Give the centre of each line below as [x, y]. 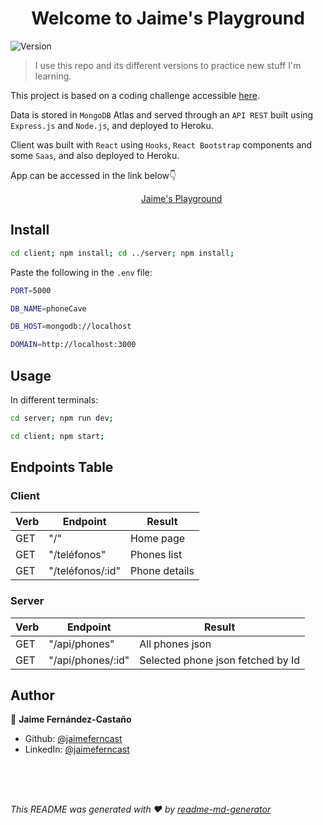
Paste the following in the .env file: [81, 272]
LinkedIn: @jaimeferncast [77, 749]
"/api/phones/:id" [89, 660]
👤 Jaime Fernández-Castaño [71, 719]
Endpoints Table [62, 467]
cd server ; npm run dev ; [62, 418]
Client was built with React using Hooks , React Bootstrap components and [161, 144]
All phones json [175, 644]
